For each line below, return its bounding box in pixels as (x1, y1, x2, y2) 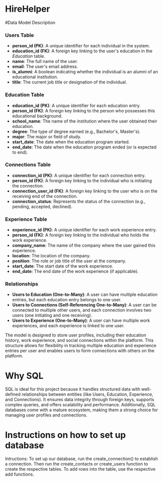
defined (5, 392, 21, 397)
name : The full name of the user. (12, 59, 78, 64)
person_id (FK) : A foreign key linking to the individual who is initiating (12, 177, 152, 184)
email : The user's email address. (12, 63, 78, 69)
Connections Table (5, 161, 51, 168)
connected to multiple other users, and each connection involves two (12, 307, 152, 313)
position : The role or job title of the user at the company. (12, 258, 126, 264)
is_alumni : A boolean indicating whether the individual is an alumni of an (12, 69, 158, 75)
